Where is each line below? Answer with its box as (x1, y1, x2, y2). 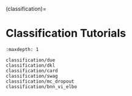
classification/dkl (5, 62, 56, 69)
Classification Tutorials (5, 27, 127, 40)
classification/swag (5, 73, 59, 79)
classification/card (5, 67, 59, 74)
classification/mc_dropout (5, 78, 75, 84)
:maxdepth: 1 (5, 46, 39, 52)
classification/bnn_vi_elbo (5, 83, 78, 90)
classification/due (5, 57, 56, 63)
